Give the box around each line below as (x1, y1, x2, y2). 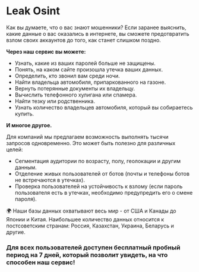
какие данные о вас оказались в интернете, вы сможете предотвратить (6, 30, 189, 37)
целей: (6, 146, 23, 153)
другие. (6, 228, 26, 236)
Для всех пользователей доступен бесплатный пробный (6, 243, 181, 251)
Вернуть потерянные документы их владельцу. (14, 85, 135, 92)
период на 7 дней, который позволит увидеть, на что (6, 251, 168, 259)
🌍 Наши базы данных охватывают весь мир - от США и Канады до (6, 207, 176, 214)
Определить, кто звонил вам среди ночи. (14, 72, 120, 79)
